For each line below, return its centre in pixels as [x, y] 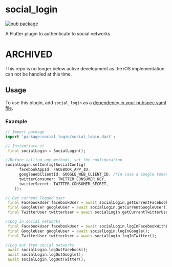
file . [9, 108]
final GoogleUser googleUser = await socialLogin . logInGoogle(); [79, 231]
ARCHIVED [29, 54]
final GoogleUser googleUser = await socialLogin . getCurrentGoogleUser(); [89, 207]
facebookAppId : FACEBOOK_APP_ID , [55, 170]
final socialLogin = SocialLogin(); [47, 151]
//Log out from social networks [40, 245]
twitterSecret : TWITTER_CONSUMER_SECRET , [64, 184]
